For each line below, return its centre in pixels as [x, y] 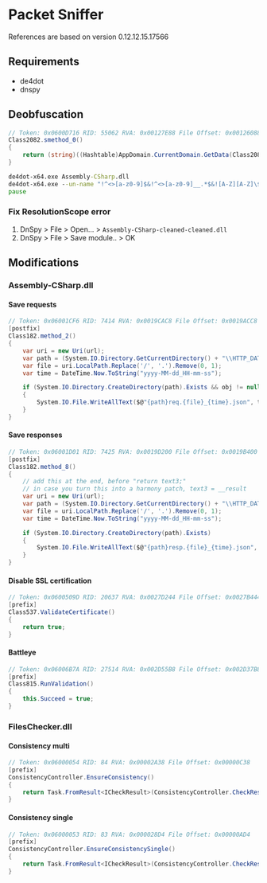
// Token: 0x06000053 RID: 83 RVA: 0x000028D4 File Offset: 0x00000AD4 [129, 834]
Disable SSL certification [50, 580]
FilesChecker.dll [41, 726]
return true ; [44, 627]
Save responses [35, 435]
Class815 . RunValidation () [51, 684]
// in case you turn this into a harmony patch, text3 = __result [135, 489]
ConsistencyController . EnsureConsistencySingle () [92, 850]
